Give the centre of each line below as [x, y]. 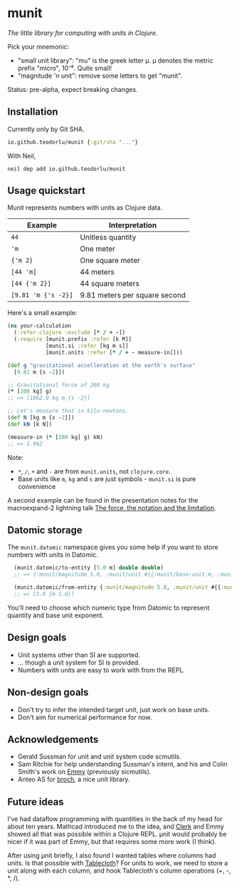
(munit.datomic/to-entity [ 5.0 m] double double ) [89, 568]
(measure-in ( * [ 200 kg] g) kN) [55, 437]
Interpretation [133, 225]
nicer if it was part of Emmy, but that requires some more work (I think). [112, 842]
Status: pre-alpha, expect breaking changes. [73, 89]
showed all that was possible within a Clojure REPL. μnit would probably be [117, 834]
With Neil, [22, 155]
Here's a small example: [42, 313]
